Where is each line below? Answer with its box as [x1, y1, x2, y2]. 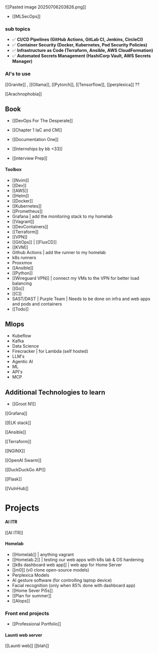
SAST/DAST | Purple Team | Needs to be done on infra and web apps [12, 296, 151, 302]
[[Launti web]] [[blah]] [5, 643, 49, 649]
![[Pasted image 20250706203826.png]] [5, 4, 86, 10]
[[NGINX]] [5, 448, 25, 454]
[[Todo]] [12, 306, 29, 312]
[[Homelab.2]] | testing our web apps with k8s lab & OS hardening [12, 557, 144, 562]
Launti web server [5, 632, 43, 638]
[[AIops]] [12, 598, 30, 604]
